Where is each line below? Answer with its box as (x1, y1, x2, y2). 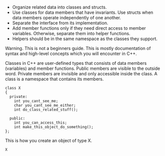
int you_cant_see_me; (14, 99, 58, 104)
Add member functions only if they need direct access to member (12, 25, 146, 31)
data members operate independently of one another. (12, 15, 122, 20)
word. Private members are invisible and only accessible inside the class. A (5, 71, 158, 76)
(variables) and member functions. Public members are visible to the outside (5, 65, 160, 71)
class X (5, 86, 21, 91)
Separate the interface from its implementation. (12, 20, 108, 26)
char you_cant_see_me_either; (14, 103, 76, 108)
